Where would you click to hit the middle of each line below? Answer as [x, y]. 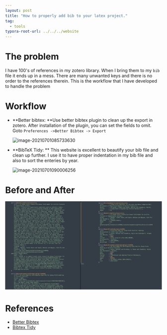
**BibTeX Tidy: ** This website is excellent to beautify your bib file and [85, 150]
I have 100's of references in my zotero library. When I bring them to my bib [83, 71]
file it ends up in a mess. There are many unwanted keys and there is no [79, 76]
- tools [18, 26]
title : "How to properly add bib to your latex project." [66, 16]
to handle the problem [28, 86]
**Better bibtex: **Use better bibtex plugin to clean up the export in [83, 120]
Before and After [40, 190]
